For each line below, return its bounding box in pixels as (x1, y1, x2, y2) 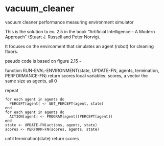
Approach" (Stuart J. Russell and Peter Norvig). (5, 34, 101, 40)
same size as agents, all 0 (5, 78, 57, 84)
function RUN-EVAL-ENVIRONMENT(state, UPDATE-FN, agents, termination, (5, 67, 159, 73)
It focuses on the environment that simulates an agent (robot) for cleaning (5, 43, 154, 49)
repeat (5, 87, 19, 93)
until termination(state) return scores (5, 135, 79, 141)
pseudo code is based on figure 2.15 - (5, 58, 82, 64)
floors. (5, 49, 19, 54)
